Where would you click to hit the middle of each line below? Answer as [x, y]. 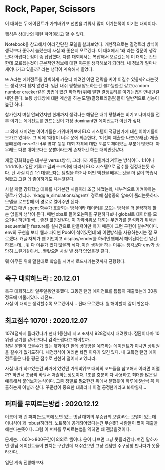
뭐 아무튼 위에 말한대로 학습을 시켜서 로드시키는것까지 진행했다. [66, 261]
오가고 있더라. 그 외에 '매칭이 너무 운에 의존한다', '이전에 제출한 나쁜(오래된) [77, 137]
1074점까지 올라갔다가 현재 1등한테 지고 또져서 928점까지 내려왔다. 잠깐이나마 [79, 333]
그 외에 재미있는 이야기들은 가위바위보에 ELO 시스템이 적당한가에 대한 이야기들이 [82, 131]
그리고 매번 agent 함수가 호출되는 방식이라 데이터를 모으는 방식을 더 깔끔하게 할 [81, 208]
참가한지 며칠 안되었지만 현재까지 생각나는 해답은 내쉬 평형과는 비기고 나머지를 [80, 114]
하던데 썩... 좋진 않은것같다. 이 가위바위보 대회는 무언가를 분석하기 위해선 [87, 220]
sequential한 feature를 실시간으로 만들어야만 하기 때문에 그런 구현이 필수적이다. [82, 226]
